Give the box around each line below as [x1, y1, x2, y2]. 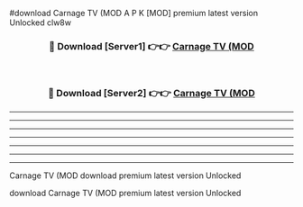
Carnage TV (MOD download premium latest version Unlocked [9, 170, 242, 181]
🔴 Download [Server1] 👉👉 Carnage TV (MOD [49, 40, 254, 52]
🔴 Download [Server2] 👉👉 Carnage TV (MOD [48, 87, 255, 100]
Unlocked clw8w [9, 17, 72, 28]
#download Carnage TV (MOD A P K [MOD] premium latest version [9, 8, 259, 18]
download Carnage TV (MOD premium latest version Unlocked [9, 187, 242, 198]
